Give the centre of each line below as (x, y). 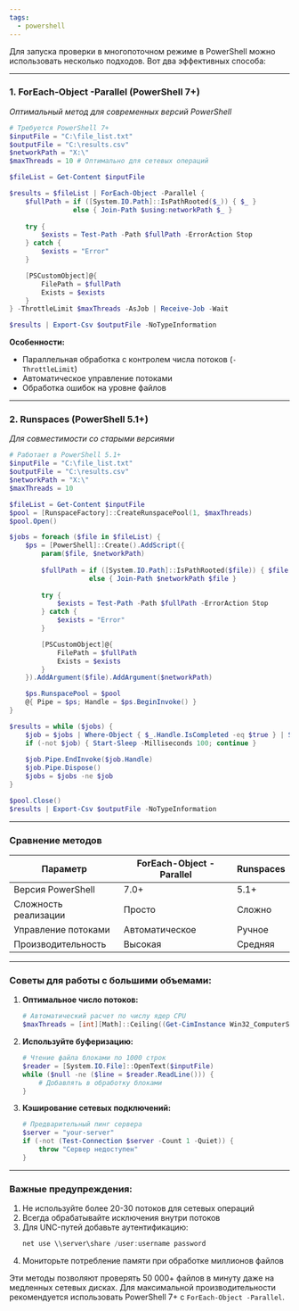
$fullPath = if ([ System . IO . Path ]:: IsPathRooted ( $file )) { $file (165, 570)
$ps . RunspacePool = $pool (73, 694)
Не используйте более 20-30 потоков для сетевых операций (138, 1208)
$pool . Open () (33, 521)
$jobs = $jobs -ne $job (69, 776)
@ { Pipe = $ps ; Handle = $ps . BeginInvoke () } (111, 702)
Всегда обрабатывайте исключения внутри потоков (121, 1218)
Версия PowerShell (54, 890)
